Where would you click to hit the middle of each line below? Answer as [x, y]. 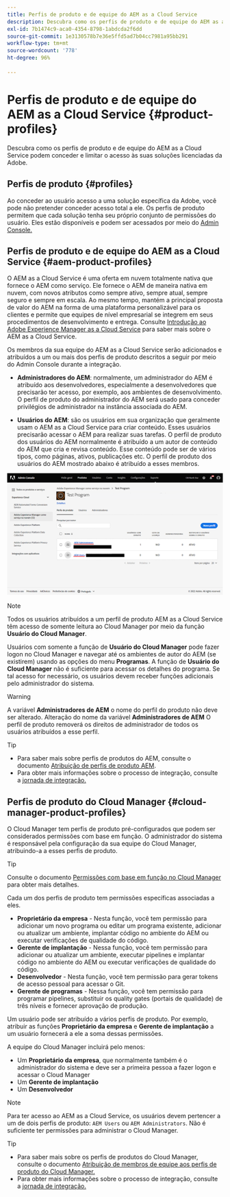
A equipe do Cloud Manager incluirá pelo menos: [76, 1047]
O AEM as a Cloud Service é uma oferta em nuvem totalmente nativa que [110, 278]
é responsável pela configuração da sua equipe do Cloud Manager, [102, 843]
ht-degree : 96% [29, 58]
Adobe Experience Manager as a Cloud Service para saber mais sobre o [109, 330]
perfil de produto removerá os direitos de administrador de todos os [103, 725]
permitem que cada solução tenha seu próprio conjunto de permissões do [112, 215]
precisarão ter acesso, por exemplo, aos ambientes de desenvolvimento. [119, 392]
